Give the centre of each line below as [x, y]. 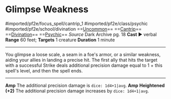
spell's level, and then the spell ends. [44, 70]
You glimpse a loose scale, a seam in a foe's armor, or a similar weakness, [83, 54]
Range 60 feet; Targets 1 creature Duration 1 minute [60, 40]
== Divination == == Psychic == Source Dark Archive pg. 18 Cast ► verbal [81, 34]
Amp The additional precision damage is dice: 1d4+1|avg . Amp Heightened [85, 85]
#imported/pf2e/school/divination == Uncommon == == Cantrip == [74, 29]
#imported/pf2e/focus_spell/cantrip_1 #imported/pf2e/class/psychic [77, 23]
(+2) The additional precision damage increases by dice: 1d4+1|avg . [77, 91]
